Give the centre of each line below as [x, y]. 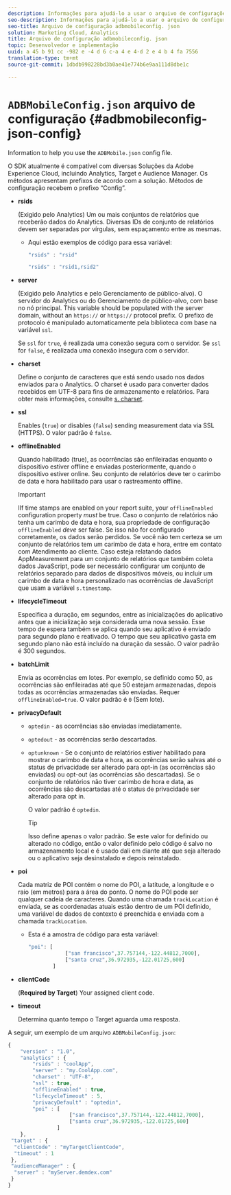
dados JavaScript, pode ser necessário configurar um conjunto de [111, 566]
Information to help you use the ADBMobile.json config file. [90, 152]
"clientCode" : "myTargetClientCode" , [70, 1147]
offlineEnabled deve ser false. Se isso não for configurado [101, 530]
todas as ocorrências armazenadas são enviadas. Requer [99, 692]
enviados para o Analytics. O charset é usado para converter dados [113, 384]
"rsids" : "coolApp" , [63, 1064]
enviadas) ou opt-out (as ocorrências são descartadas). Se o [114, 774]
